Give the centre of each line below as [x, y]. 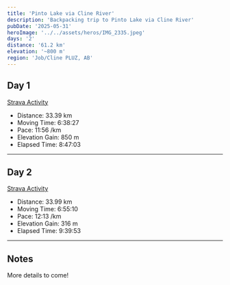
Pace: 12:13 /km [39, 217]
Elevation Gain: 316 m [47, 223]
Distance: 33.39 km [44, 115]
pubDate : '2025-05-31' [39, 26]
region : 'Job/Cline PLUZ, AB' [50, 58]
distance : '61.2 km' [37, 45]
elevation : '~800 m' [37, 52]
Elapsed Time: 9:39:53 [49, 231]
